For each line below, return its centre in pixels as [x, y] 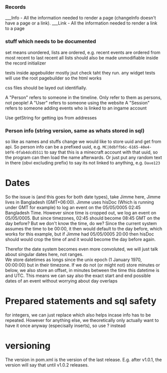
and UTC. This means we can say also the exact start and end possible [78, 275]
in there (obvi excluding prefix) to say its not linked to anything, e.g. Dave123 [83, 162]
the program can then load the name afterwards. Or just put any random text [83, 157]
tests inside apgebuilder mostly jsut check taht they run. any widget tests [80, 72]
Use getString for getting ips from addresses [51, 117]
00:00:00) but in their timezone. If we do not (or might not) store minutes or [83, 265]
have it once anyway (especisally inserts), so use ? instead [65, 325]
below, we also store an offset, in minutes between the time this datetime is [82, 270]
